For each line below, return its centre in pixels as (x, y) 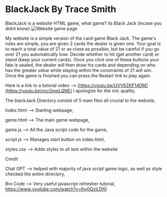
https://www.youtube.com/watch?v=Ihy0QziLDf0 (56, 189)
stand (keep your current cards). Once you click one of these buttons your (82, 59)
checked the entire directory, (35, 174)
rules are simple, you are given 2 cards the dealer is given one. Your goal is (83, 43)
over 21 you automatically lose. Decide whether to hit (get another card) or (82, 54)
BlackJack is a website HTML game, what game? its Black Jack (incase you (83, 23)
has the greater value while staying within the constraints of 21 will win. (79, 70)
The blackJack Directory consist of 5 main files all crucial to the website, (80, 100)
